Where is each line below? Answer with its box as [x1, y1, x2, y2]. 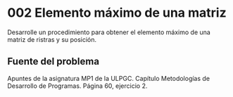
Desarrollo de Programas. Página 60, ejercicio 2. [7, 82, 148, 90]
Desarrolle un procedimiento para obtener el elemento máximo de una [7, 28, 211, 36]
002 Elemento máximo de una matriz [7, 5, 227, 21]
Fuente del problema [7, 56, 100, 68]
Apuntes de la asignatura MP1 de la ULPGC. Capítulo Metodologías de [7, 74, 210, 82]
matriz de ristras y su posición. [7, 35, 97, 43]
